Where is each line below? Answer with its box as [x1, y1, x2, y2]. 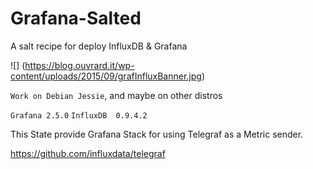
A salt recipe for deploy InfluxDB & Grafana [10, 40, 188, 52]
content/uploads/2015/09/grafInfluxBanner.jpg [10, 70, 202, 82]
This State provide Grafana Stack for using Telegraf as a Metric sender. [10, 128, 304, 140]
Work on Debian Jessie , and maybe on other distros [10, 89, 223, 101]
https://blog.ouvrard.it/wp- [24, 59, 135, 71]
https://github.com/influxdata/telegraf [10, 147, 166, 159]
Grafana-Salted [10, 7, 142, 30]
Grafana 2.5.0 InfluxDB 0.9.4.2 [10, 110, 148, 121]
